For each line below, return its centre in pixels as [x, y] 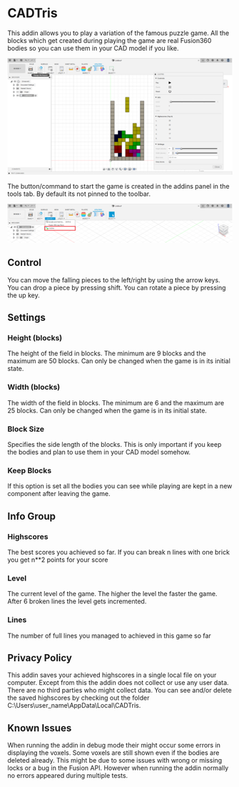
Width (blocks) [34, 387]
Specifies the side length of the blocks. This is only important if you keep [115, 444]
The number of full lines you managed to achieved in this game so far [110, 635]
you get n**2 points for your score [58, 560]
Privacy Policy [40, 658]
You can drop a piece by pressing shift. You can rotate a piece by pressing [117, 287]
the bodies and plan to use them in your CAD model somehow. [99, 452]
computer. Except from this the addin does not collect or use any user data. [118, 683]
